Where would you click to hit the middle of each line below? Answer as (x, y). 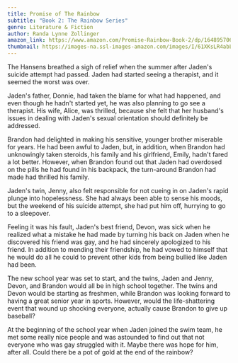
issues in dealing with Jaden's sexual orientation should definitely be (108, 118)
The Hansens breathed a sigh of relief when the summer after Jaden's (110, 67)
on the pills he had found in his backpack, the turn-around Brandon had (112, 169)
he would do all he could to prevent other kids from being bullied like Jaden (117, 257)
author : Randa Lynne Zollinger (53, 34)
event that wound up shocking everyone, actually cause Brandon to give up (118, 308)
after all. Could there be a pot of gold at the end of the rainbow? (100, 352)
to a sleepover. (29, 213)
